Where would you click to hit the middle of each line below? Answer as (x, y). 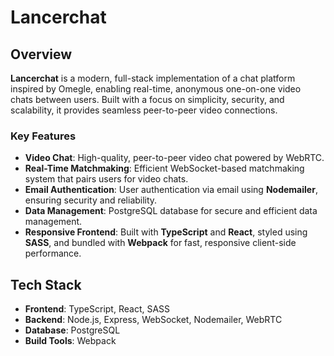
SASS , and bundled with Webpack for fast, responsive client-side (160, 243)
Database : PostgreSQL (72, 330)
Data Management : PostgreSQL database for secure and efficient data (171, 211)
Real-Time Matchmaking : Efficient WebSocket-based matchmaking (164, 168)
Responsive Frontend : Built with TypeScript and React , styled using (166, 232)
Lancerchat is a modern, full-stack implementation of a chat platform (153, 78)
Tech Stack (46, 284)
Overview (41, 54)
